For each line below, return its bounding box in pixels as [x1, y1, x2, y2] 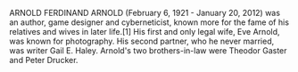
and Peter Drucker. [9, 55, 79, 65]
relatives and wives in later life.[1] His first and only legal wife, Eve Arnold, [9, 27, 280, 36]
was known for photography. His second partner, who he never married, [9, 36, 275, 46]
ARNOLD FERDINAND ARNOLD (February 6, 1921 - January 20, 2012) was [9, 8, 281, 18]
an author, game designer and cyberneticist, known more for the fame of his [9, 17, 290, 28]
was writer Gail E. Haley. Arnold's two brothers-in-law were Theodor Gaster [9, 45, 287, 56]
